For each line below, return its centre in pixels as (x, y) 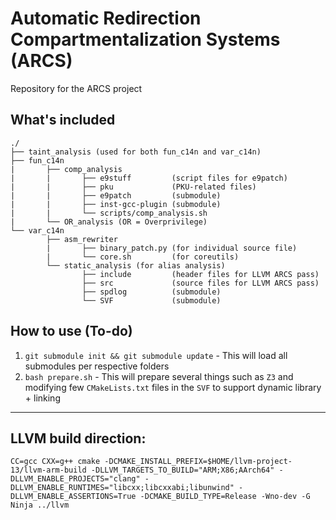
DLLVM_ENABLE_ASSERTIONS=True (73, 497)
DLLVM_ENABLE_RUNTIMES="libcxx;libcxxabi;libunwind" (122, 488)
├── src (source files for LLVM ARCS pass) (200, 283)
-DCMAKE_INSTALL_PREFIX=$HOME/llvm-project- (198, 462)
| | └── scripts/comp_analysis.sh (109, 213)
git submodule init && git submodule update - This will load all (156, 355)
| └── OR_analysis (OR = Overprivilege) (109, 222)
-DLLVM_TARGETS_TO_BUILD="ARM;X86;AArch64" (182, 470)
